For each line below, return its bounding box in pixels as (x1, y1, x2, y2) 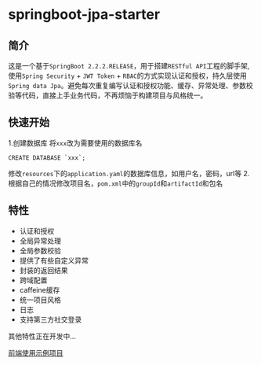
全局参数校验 (19, 245, 61, 255)
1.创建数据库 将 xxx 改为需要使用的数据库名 (8, 138, 143, 147)
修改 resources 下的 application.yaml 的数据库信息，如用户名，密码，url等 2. (8, 168, 250, 178)
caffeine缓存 (19, 285, 60, 294)
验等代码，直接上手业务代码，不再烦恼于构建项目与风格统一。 (8, 90, 208, 100)
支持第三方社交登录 (19, 315, 82, 324)
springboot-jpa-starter (8, 6, 161, 24)
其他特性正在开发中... (8, 331, 77, 341)
